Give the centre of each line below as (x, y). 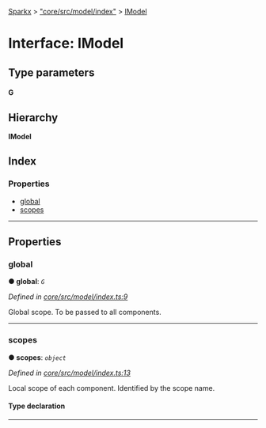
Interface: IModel (66, 44)
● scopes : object (37, 357)
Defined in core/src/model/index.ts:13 (69, 373)
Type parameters (51, 72)
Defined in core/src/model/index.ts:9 (68, 297)
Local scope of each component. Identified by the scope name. (112, 388)
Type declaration (37, 406)
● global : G (27, 282)
